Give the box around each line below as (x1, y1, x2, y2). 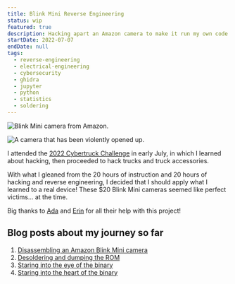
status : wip (7, 17, 42, 24)
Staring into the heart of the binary (17, 268, 118, 276)
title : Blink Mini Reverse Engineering (7, 10, 125, 18)
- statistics (13, 96, 52, 103)
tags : (7, 50, 23, 57)
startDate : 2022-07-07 (7, 37, 74, 44)
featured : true (7, 23, 52, 30)
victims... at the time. (7, 192, 68, 201)
